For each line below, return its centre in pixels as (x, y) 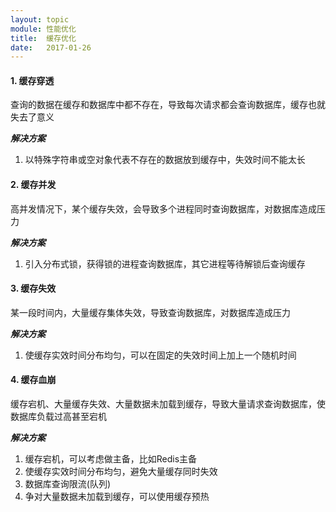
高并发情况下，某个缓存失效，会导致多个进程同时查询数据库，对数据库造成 (163, 208)
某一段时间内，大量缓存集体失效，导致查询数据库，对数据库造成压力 (150, 312)
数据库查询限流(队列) (68, 484)
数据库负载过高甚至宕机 (58, 417)
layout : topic (40, 19)
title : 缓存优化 (43, 38)
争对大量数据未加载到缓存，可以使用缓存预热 (117, 497)
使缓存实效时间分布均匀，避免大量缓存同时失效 (121, 472)
